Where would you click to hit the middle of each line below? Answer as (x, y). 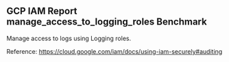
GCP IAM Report (42, 11)
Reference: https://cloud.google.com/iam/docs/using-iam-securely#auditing (114, 51)
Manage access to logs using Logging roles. (69, 38)
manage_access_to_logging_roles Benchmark (107, 22)
